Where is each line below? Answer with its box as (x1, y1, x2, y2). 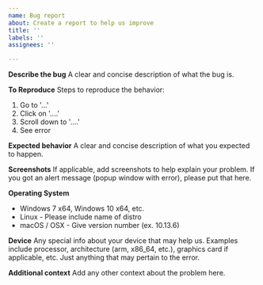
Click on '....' (19, 108, 60, 119)
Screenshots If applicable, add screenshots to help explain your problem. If (8, 165, 255, 174)
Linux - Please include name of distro (19, 212, 142, 222)
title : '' (8, 26, 41, 34)
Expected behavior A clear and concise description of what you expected (8, 141, 250, 150)
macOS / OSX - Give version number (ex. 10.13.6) (19, 221, 180, 230)
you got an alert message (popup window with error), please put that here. (8, 173, 252, 183)
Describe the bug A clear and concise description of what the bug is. (8, 70, 234, 79)
